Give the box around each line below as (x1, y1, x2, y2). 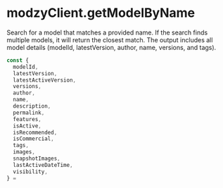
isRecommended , (13, 129, 58, 136)
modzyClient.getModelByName (6, 5, 196, 21)
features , (13, 115, 42, 123)
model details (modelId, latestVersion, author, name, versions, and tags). (6, 43, 217, 51)
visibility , (13, 168, 49, 175)
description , (13, 103, 51, 110)
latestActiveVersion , (13, 76, 77, 84)
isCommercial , (13, 135, 54, 142)
